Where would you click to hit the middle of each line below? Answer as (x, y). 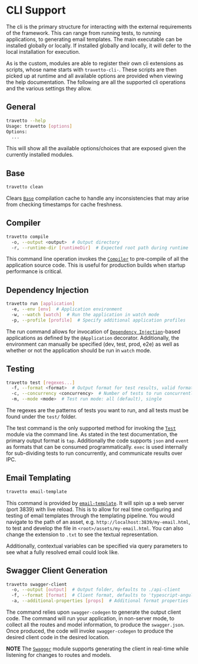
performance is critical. (34, 271)
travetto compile (27, 237)
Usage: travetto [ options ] (39, 126)
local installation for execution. (43, 51)
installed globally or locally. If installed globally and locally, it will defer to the (99, 46)
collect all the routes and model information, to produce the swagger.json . (95, 625)
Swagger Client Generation (57, 571)
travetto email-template (37, 491)
